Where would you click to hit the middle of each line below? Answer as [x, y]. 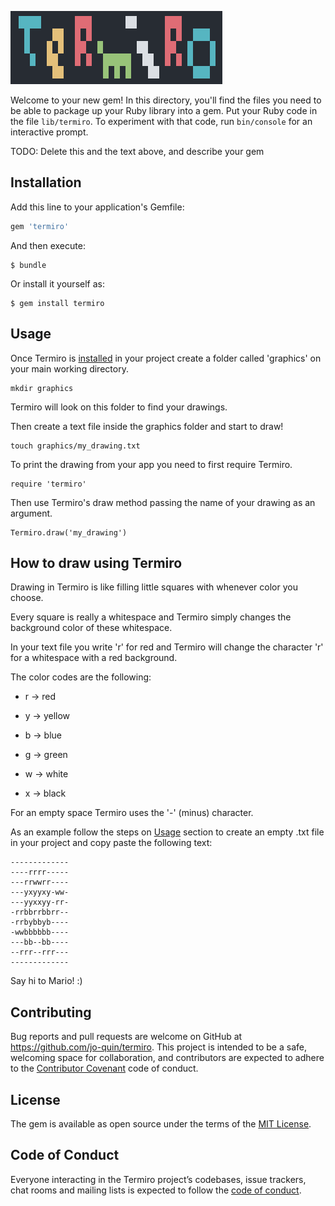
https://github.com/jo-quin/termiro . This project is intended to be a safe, [158, 1047]
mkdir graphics [42, 388]
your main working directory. [69, 368]
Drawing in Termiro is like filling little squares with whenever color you [154, 587]
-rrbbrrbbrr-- [40, 912]
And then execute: [48, 245]
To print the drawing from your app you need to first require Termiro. [151, 464]
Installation [46, 182]
